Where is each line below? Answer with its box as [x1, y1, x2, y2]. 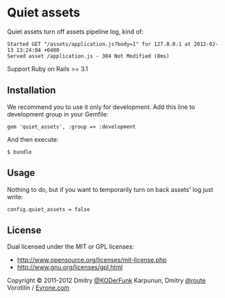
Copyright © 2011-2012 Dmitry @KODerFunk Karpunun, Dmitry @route [7, 276, 207, 285]
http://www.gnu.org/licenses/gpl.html [16, 263, 123, 271]
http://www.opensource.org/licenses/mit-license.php [16, 256, 167, 264]
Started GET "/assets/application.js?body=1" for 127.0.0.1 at [7, 40, 191, 47]
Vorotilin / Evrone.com [7, 284, 70, 292]
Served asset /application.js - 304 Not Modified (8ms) [7, 53, 170, 60]
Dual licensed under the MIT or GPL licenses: [7, 243, 135, 251]
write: [7, 193, 23, 201]
